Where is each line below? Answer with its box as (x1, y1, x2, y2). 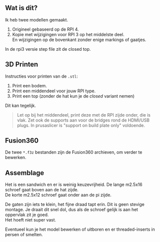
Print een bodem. (12, 82, 47, 88)
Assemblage (5, 168, 44, 177)
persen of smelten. (5, 232, 43, 238)
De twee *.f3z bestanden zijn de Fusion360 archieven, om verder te (5, 149, 142, 155)
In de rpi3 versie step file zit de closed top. (5, 46, 91, 52)
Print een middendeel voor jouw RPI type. (12, 88, 96, 94)
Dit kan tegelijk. (5, 102, 37, 108)
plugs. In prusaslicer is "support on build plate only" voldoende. (17, 122, 145, 128)
